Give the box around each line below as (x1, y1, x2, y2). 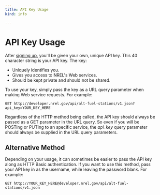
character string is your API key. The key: (5, 58, 87, 63)
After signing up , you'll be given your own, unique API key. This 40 (5, 53, 138, 59)
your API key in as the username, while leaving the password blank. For (5, 166, 147, 172)
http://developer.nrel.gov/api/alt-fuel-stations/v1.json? (14, 101, 135, 106)
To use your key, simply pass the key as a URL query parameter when (5, 87, 144, 92)
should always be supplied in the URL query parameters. (5, 129, 118, 135)
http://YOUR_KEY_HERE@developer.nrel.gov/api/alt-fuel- (14, 181, 129, 186)
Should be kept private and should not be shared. (12, 77, 111, 83)
